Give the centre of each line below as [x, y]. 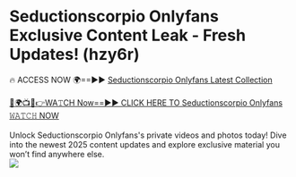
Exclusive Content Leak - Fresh [128, 35]
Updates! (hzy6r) [75, 55]
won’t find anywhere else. [57, 154]
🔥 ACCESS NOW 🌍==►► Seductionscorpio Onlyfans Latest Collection [141, 80]
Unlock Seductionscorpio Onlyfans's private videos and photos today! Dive [148, 135]
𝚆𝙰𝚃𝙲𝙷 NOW [35, 115]
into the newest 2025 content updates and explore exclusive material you [145, 144]
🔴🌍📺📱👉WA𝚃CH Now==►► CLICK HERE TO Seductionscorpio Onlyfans [146, 102]
